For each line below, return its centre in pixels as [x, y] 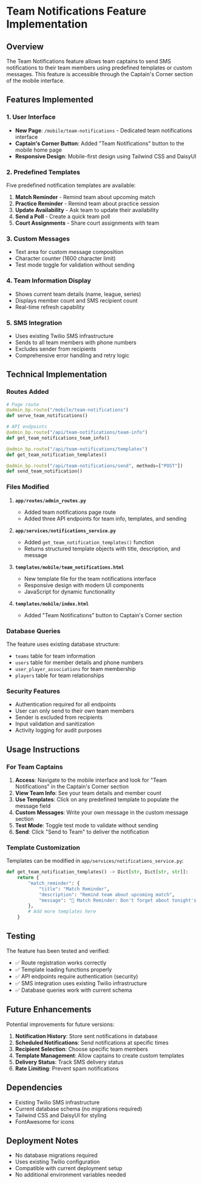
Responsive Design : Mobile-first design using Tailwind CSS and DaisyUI [106, 156]
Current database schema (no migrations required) [79, 1109]
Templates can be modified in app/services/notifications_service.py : [95, 861]
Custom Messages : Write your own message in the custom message [102, 812]
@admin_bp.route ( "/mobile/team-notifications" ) [68, 410]
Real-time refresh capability [50, 307]
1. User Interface [31, 117]
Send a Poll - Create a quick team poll [62, 216]
